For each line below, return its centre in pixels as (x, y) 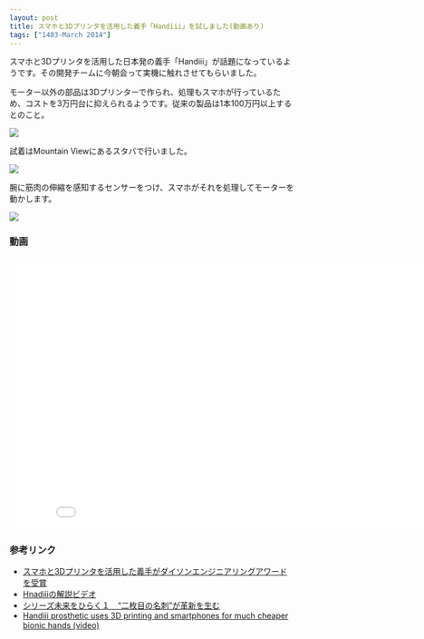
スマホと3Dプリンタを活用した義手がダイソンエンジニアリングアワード (155, 571)
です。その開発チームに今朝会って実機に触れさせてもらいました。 (139, 73)
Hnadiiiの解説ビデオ (59, 594)
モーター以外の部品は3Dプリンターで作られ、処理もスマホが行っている (141, 93)
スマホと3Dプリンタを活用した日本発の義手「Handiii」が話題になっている (146, 62)
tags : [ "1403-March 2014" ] (60, 34)
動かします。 (33, 199)
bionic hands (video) (61, 625)
